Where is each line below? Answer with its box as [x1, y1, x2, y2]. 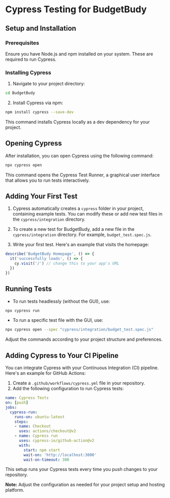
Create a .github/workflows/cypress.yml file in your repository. [12, 380, 145, 386]
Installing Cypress [5, 69, 51, 76]
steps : [14, 419, 29, 424]
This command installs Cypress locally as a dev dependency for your [5, 118, 150, 125]
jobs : [5, 405, 17, 410]
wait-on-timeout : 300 [23, 457, 70, 462]
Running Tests [5, 284, 52, 293]
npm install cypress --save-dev [5, 110, 74, 115]
